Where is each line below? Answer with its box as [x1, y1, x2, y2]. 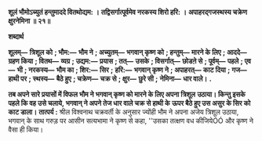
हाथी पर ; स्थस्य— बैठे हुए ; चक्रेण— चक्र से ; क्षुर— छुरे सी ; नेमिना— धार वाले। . [8, 74, 212, 83]
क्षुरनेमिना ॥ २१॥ [8, 16, 51, 25]
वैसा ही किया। [8, 125, 44, 134]
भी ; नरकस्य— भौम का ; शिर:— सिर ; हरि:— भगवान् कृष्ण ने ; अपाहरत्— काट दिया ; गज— [16, 65, 247, 74]
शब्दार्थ [8, 32, 24, 41]
